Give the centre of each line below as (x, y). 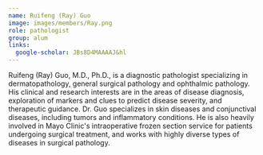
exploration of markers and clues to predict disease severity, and (115, 101)
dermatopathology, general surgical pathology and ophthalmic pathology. (129, 83)
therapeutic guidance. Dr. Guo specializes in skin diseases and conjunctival (132, 109)
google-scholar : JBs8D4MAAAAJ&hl (71, 52)
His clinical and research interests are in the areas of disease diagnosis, (126, 92)
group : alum (28, 38)
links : (19, 45)
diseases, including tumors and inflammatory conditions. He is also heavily (131, 117)
